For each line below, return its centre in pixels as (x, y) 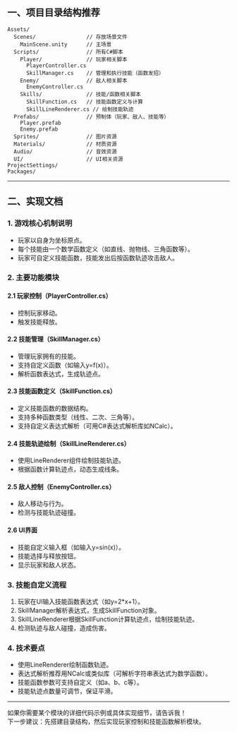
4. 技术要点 (26, 648)
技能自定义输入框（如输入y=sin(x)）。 (71, 547)
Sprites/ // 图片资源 (66, 136)
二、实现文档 (35, 202)
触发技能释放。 (39, 322)
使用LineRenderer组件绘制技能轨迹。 (71, 460)
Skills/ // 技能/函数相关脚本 (80, 94)
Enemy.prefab (39, 129)
